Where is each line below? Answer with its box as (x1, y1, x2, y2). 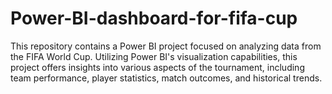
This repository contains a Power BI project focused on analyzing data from (10, 40, 322, 52)
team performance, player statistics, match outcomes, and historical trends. (10, 72, 323, 84)
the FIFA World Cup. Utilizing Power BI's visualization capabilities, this (10, 50, 298, 62)
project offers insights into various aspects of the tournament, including (10, 61, 305, 73)
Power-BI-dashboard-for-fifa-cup (10, 7, 298, 30)
